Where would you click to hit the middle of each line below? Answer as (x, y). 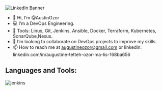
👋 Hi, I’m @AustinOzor (36, 18)
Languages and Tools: (41, 70)
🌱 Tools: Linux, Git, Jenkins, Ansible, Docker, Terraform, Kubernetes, (85, 31)
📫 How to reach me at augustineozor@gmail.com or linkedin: (77, 47)
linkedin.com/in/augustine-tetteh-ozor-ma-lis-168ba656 (72, 54)
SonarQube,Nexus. (33, 36)
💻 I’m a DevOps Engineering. (44, 23)
